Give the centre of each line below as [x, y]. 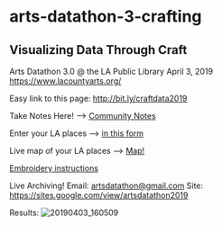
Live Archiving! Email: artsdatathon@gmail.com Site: [106, 185]
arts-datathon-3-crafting [106, 17]
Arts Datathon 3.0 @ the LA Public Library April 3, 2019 [111, 71]
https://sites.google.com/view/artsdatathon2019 [99, 195]
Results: [24, 212]
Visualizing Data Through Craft [98, 50]
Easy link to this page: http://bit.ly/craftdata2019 [98, 98]
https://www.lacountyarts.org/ [65, 81]
